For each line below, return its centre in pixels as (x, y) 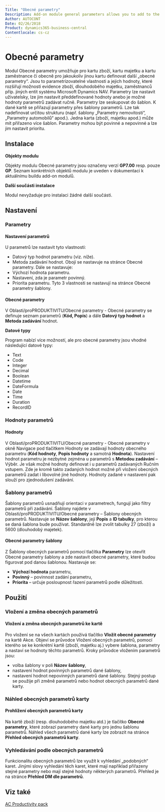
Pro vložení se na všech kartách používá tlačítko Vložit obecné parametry (81, 634)
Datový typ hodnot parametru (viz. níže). (53, 257)
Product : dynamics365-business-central (46, 28)
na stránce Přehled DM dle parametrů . (45, 777)
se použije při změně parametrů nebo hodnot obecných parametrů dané (85, 681)
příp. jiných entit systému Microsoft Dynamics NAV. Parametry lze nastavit (80, 91)
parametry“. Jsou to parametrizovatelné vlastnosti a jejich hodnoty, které (79, 81)
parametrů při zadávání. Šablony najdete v (48, 508)
